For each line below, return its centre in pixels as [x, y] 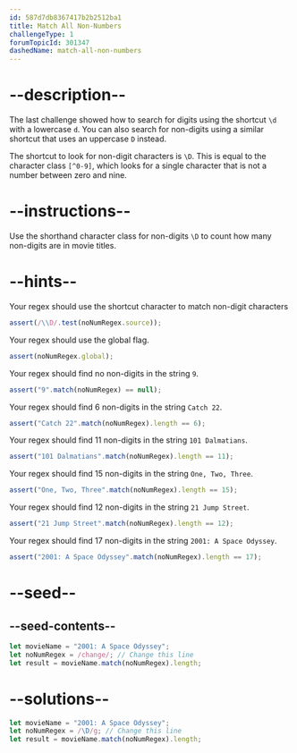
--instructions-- [70, 212]
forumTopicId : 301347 [50, 42]
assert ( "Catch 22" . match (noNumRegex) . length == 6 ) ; [107, 423]
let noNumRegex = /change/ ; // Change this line [102, 655]
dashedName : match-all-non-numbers [76, 51]
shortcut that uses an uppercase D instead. [88, 139]
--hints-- [43, 282]
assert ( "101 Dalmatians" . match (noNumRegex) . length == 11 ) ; [122, 457]
